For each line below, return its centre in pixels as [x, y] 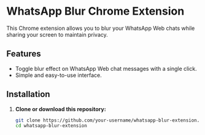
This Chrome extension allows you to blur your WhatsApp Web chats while [101, 28]
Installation [28, 94]
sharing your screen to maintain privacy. [57, 34]
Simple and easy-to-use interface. [59, 75]
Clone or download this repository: [60, 109]
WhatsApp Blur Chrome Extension [95, 11]
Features [24, 54]
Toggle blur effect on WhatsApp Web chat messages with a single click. [106, 68]
